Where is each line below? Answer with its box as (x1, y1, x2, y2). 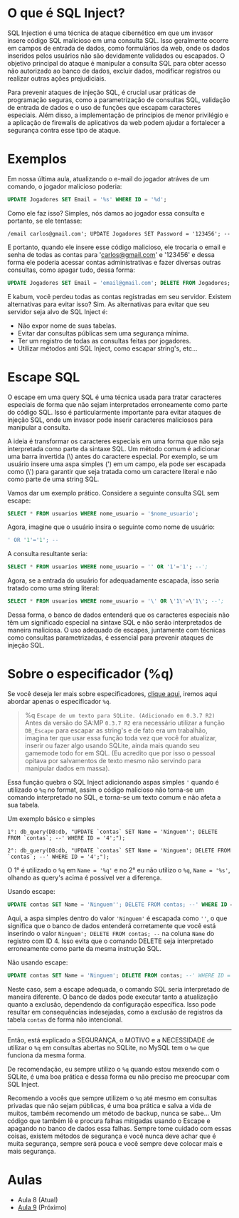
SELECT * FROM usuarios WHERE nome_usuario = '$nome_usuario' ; (7, 510, 199, 517)
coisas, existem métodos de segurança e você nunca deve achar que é (7, 1132, 216, 1140)
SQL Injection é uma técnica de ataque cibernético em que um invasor (7, 29, 213, 37)
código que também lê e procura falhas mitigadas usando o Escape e (7, 1116, 211, 1125)
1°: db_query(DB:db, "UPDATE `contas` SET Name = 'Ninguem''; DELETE (7, 828, 218, 835)
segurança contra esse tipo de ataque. (7, 126, 121, 134)
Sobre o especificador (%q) (7, 666, 174, 683)
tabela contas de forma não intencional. (7, 1015, 123, 1024)
